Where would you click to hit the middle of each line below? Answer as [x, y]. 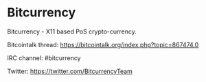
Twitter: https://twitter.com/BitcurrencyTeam [70, 71]
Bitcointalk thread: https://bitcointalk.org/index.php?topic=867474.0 [103, 44]
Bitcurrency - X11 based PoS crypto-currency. [72, 31]
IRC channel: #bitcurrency [44, 58]
